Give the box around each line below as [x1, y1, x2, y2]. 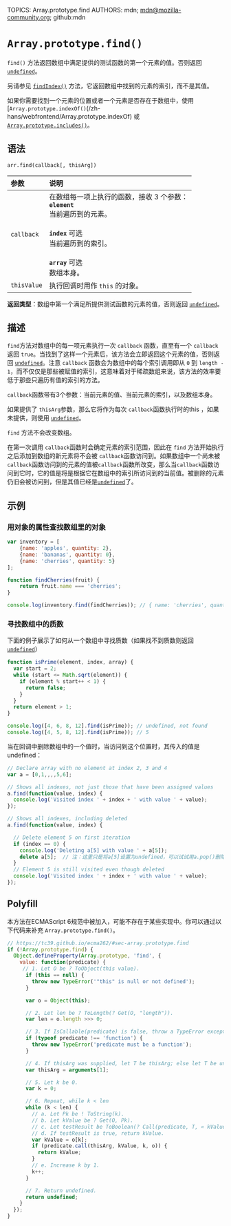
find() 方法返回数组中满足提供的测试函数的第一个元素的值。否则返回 [7, 58, 202, 66]
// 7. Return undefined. [25, 1187, 97, 1194]
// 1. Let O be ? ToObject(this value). [22, 965, 140, 972]
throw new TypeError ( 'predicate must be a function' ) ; [32, 1041, 192, 1048]
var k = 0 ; [25, 1085, 57, 1092]
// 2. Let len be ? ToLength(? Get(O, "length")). [25, 1009, 174, 1016]
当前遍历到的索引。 [49, 238, 111, 248]
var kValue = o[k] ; [32, 1136, 88, 1143]
